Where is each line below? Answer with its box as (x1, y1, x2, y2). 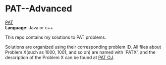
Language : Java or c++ (5, 24, 54, 30)
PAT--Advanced (5, 3, 72, 14)
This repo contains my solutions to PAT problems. (5, 34, 107, 40)
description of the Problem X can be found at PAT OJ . (5, 54, 114, 60)
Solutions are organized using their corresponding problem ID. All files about (5, 44, 161, 50)
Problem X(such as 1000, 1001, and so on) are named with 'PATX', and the (5, 49, 156, 55)
